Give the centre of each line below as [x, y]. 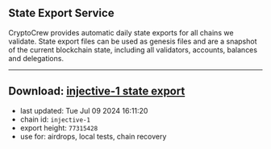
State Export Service [61, 13]
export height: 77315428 [59, 127]
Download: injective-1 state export [97, 91]
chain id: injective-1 [55, 119]
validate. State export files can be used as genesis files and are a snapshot [133, 41]
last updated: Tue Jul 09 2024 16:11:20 [84, 110]
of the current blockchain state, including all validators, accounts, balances [133, 50]
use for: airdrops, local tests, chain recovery [93, 136]
